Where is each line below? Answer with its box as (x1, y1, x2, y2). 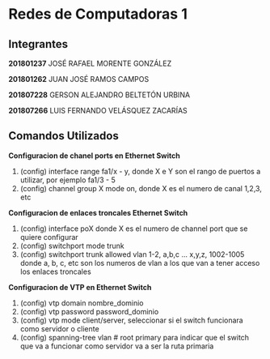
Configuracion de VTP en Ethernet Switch (8, 282, 152, 292)
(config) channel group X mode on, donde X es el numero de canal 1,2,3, (19, 183, 263, 193)
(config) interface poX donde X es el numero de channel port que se (19, 224, 248, 233)
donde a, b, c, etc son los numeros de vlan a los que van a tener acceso (19, 258, 260, 267)
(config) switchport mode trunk (19, 241, 124, 250)
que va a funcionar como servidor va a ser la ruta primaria (19, 341, 214, 351)
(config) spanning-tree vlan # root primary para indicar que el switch (19, 332, 249, 342)
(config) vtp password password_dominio (19, 306, 159, 316)
